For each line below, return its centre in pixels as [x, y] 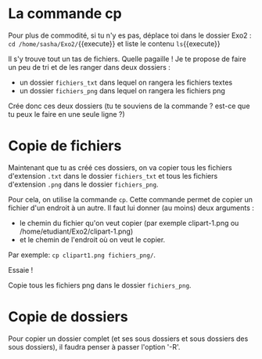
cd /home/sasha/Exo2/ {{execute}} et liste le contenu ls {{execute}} [114, 43]
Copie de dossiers [68, 317]
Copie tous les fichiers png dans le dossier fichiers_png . [100, 285]
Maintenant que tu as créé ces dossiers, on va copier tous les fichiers [120, 167]
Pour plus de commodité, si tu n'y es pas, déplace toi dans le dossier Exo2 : [130, 35]
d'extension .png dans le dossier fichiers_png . [83, 184]
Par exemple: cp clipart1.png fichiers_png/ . [82, 255]
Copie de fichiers [65, 146]
